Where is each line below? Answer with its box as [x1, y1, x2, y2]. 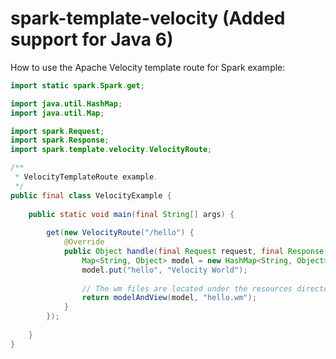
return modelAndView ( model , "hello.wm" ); [81, 293, 257, 303]
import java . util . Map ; [10, 108, 105, 118]
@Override [63, 237, 105, 247]
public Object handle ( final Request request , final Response [63, 247, 325, 257]
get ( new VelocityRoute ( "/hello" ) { [46, 228, 195, 238]
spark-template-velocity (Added [10, 7, 286, 30]
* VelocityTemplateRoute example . [14, 172, 159, 182]
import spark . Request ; [10, 126, 105, 136]
